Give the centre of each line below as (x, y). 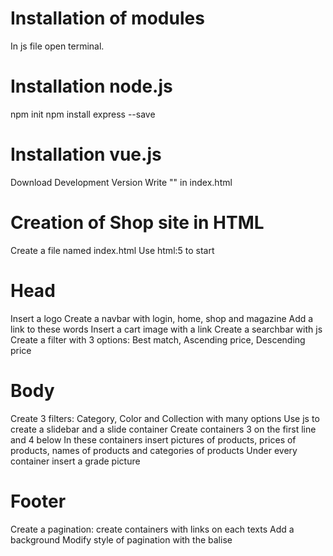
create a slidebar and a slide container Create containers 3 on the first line (163, 429)
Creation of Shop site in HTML (137, 223)
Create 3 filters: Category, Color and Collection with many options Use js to (165, 418)
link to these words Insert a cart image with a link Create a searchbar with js (166, 329)
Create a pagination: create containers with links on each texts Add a (152, 529)
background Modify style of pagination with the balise (121, 539)
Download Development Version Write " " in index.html (121, 182)
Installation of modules (107, 18)
